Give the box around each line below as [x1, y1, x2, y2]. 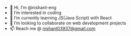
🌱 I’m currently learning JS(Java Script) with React [9, 15, 112, 20]
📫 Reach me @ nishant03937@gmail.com [9, 26, 96, 31]
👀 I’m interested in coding [9, 10, 62, 16]
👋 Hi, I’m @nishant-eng [9, 5, 56, 10]
